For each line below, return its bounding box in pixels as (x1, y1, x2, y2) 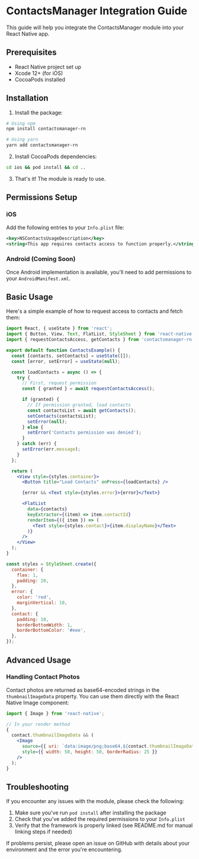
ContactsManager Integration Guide (6, 4, 188, 18)
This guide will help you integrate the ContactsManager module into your (6, 24, 184, 31)
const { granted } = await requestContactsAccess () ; (21, 385, 155, 392)
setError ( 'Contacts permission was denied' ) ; (27, 429, 142, 435)
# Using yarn (6, 137, 38, 143)
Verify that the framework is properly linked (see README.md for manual (14, 822, 193, 829)
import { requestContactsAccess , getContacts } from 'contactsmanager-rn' (6, 337, 195, 343)
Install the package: (14, 109, 63, 116)
